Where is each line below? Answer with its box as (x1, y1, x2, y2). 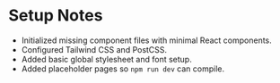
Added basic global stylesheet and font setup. (21, 54, 192, 64)
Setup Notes (8, 5, 103, 26)
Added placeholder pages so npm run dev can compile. (21, 63, 225, 74)
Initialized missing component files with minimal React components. (21, 35, 273, 46)
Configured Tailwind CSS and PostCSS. (21, 44, 168, 54)
